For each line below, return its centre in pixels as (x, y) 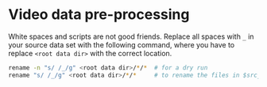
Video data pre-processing (99, 15)
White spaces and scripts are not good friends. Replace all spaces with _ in (131, 36)
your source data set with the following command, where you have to (122, 44)
